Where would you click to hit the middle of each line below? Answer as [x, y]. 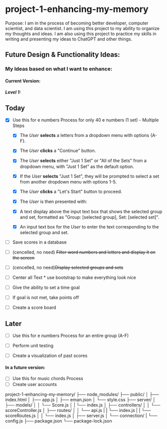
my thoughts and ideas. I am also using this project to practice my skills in [81, 33]
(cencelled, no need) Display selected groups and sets [68, 267]
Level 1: [13, 92]
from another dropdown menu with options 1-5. [68, 181]
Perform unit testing [33, 345]
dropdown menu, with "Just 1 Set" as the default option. [77, 166]
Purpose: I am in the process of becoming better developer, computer [77, 23]
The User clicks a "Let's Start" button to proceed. [71, 191]
